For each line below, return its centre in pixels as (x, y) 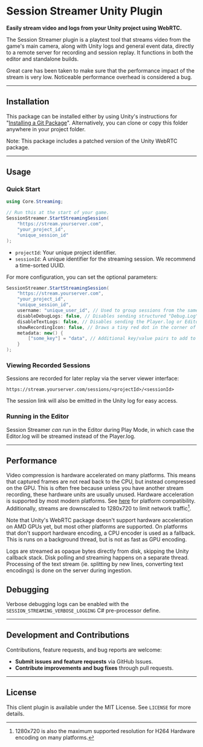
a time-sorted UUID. (40, 265)
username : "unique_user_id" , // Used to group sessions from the (101, 311)
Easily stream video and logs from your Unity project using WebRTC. (94, 28)
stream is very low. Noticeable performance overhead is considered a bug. (99, 77)
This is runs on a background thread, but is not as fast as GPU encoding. (97, 540)
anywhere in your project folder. (46, 129)
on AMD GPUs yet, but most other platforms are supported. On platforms (97, 527)
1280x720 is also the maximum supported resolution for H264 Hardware (105, 731)
